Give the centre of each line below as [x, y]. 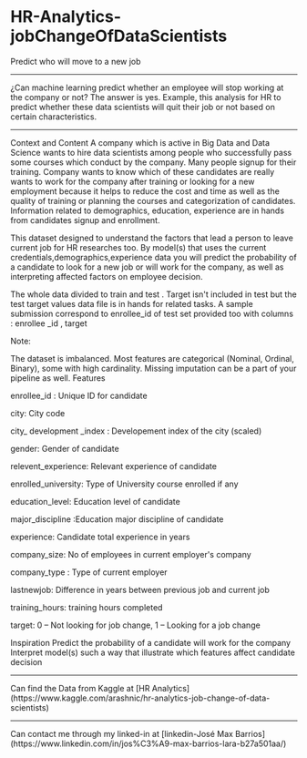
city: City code [38, 413]
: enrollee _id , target [49, 323]
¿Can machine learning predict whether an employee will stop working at [147, 87]
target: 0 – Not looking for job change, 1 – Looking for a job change [135, 625]
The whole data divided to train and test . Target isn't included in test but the [153, 294]
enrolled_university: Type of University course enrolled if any [125, 484]
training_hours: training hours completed [87, 607]
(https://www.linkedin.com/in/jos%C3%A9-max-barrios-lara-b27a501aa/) [148, 743]
